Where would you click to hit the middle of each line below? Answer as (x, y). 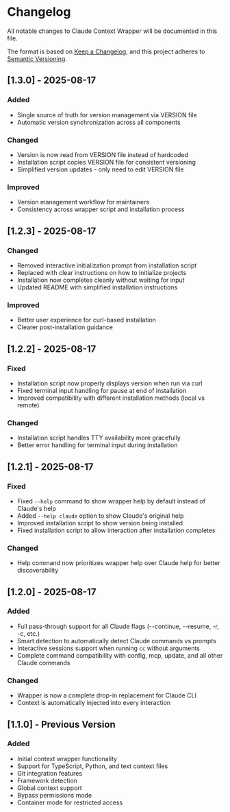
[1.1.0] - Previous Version (61, 724)
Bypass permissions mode (54, 795)
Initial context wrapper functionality (67, 759)
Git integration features (50, 773)
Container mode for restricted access (70, 802)
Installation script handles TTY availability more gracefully (99, 438)
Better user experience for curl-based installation (86, 320)
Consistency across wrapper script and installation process (101, 209)
